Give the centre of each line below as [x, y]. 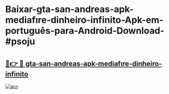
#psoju [20, 42]
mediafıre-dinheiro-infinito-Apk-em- [84, 20]
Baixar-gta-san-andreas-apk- [69, 9]
